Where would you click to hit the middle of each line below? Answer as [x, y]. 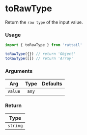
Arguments [19, 71]
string [15, 126]
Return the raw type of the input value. [44, 22]
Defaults [52, 84]
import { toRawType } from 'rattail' [44, 45]
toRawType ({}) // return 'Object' [41, 54]
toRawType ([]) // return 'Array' [39, 58]
